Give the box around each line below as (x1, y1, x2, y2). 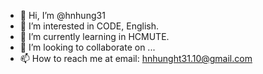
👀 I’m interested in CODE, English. (19, 20, 159, 32)
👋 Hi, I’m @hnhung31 (19, 10, 106, 21)
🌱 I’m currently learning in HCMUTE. (19, 31, 170, 42)
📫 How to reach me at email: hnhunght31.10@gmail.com (19, 53, 253, 64)
